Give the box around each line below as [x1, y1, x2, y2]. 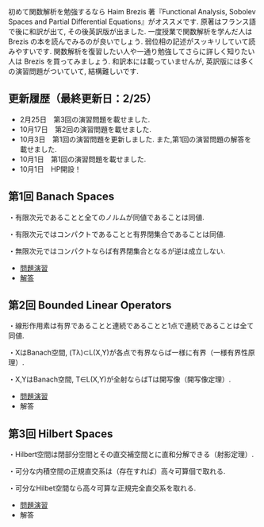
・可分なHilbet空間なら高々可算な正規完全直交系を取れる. [8, 483, 197, 493]
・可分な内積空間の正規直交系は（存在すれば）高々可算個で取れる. [8, 467, 226, 476]
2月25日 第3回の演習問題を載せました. [19, 114, 151, 124]
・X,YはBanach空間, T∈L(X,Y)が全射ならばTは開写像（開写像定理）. [8, 374, 231, 384]
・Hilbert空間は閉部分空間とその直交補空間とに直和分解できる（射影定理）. [8, 450, 254, 459]
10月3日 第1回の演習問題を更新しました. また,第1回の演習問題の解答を [19, 134, 252, 144]
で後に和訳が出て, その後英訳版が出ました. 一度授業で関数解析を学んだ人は [8, 27, 252, 36]
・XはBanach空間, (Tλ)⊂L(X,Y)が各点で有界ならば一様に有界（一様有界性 [8, 348, 248, 358]
